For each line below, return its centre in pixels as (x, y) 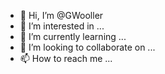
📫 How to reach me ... (66, 58)
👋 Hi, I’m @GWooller (61, 15)
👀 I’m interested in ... (62, 26)
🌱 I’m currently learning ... (73, 36)
